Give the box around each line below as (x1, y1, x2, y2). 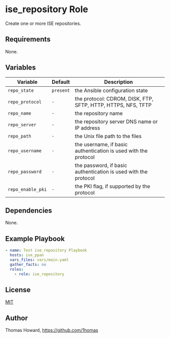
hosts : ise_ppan (10, 253, 44, 258)
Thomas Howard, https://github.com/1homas (5, 327, 99, 333)
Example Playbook (5, 234, 65, 243)
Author (5, 314, 28, 322)
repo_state (8, 87, 34, 93)
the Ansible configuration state (75, 87, 148, 94)
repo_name (8, 110, 31, 116)
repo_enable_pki (8, 186, 47, 192)
